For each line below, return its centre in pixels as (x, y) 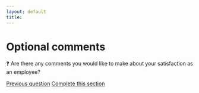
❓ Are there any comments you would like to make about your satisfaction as (99, 64)
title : (14, 17)
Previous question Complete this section (56, 83)
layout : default (26, 12)
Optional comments (56, 47)
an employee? (23, 72)
